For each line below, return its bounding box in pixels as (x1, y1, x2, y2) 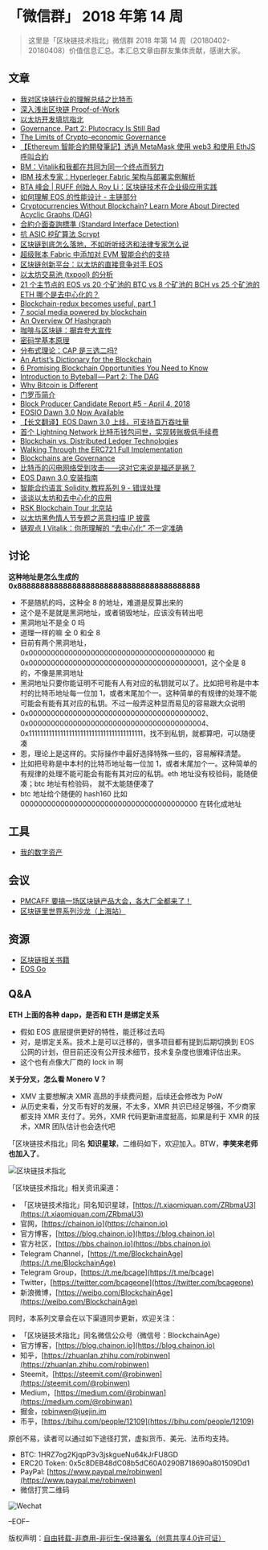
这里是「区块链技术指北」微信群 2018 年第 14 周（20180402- (27, 35, 230, 45)
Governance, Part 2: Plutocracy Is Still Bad (19, 123, 160, 133)
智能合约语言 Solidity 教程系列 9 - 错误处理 (19, 482, 161, 492)
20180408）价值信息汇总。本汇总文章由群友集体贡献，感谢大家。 (27, 45, 245, 55)
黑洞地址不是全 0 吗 (19, 618, 86, 627)
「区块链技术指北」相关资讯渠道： (8, 1183, 121, 1192)
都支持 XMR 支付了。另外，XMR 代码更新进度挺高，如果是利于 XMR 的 (19, 1111, 254, 1121)
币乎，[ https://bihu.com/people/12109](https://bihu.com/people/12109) (19, 1416, 254, 1426)
